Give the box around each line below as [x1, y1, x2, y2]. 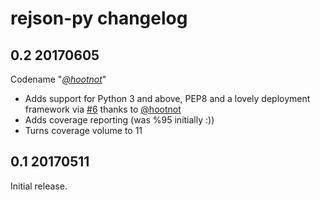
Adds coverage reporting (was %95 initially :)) [24, 114, 215, 126]
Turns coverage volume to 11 [24, 125, 143, 136]
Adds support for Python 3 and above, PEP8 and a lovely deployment [24, 93, 311, 104]
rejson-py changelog [10, 7, 188, 30]
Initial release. [10, 180, 68, 192]
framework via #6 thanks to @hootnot [24, 103, 182, 115]
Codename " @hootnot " [10, 73, 107, 85]
